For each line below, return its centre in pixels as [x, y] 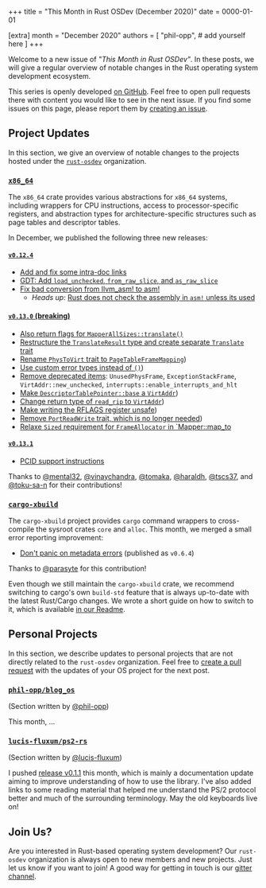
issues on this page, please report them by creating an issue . [108, 108]
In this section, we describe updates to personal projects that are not [121, 653]
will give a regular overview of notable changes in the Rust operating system [133, 68]
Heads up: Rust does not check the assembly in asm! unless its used [143, 298]
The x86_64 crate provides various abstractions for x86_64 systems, [118, 197]
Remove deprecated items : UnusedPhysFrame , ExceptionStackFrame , [128, 376]
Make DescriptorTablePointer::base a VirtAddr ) [99, 392]
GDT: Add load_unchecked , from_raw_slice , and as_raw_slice [119, 281]
